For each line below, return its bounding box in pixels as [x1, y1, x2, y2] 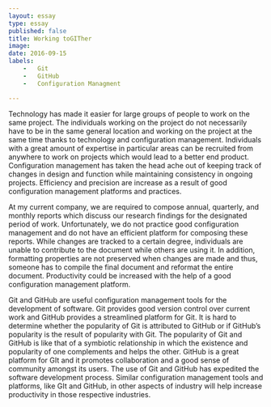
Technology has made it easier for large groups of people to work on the [8, 108, 251, 118]
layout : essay [8, 11, 57, 20]
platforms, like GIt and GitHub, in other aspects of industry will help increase [8, 381, 263, 391]
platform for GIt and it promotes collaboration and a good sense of [8, 355, 230, 365]
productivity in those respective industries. [8, 389, 151, 399]
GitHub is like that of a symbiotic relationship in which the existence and [8, 337, 248, 348]
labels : [8, 57, 35, 66]
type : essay [8, 19, 49, 28]
